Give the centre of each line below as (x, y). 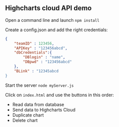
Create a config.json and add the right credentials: (57, 30)
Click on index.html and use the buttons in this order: (59, 95)
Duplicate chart (28, 115)
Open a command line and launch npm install (52, 20)
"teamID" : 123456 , (34, 43)
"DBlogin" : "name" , (44, 57)
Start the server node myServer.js (40, 85)
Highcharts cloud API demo (48, 8)
